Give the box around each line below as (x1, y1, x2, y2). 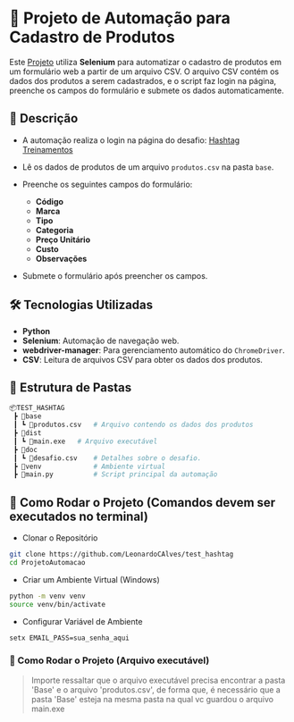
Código (35, 196, 64, 206)
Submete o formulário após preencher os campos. (21, 270, 208, 281)
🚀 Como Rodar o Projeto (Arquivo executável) (9, 654, 210, 667)
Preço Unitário (35, 234, 91, 245)
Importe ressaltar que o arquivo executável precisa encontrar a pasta (30, 675, 286, 685)
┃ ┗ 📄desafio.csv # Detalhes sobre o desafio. (13, 453, 202, 463)
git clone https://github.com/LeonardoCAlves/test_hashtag (9, 550, 234, 559)
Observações (35, 253, 88, 264)
